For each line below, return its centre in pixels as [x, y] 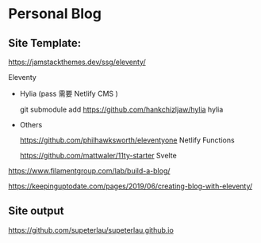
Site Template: [45, 43]
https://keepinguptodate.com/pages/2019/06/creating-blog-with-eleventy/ [130, 186]
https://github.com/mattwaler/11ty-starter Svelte [98, 156]
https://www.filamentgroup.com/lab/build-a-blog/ [89, 171]
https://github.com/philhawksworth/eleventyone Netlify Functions [127, 140]
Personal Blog [55, 14]
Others [31, 125]
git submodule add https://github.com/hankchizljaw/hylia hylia [121, 109]
